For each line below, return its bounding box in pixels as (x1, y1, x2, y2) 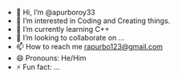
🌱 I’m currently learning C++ (15, 25, 110, 33)
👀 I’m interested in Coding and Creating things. (15, 16, 171, 25)
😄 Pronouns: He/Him (15, 53, 87, 63)
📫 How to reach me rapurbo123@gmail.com (15, 42, 163, 51)
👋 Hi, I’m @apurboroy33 (15, 8, 96, 17)
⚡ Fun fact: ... (15, 62, 60, 72)
